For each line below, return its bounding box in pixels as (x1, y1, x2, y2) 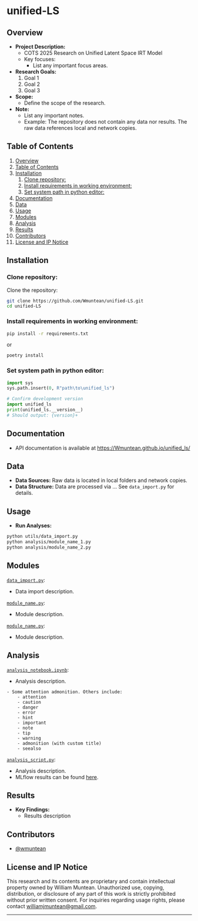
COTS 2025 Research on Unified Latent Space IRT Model (24, 49, 163, 56)
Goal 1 (24, 75, 39, 81)
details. (15, 490, 33, 497)
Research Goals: (15, 68, 56, 75)
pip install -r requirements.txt (6, 331, 89, 337)
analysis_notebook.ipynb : (6, 666, 69, 673)
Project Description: (15, 43, 66, 50)
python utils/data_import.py (6, 534, 78, 540)
